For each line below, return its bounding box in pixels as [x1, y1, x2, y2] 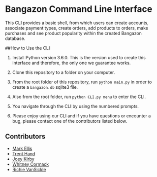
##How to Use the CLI [5, 45, 50, 51]
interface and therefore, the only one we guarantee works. [12, 60, 131, 66]
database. [5, 35, 26, 41]
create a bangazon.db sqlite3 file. [12, 84, 78, 90]
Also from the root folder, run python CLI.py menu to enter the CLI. [12, 94, 146, 100]
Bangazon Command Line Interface [5, 3, 153, 15]
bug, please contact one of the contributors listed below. [12, 118, 127, 124]
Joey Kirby [12, 156, 34, 162]
